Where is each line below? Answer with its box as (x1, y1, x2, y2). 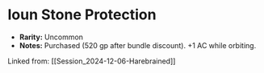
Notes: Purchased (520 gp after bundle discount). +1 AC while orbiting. (19, 40, 257, 50)
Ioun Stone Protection (7, 6, 157, 24)
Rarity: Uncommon (19, 32, 84, 42)
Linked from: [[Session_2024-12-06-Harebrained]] (7, 56, 176, 66)
